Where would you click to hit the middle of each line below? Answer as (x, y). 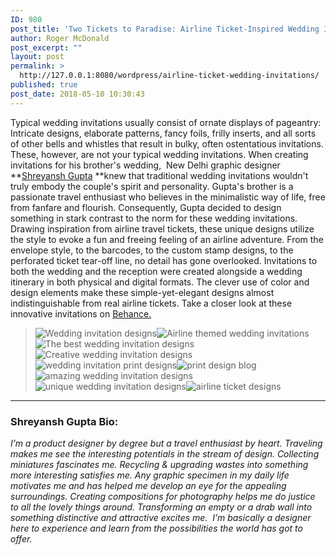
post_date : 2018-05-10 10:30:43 (77, 94)
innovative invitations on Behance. (81, 313)
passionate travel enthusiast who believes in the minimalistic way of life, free (168, 197)
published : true (44, 85)
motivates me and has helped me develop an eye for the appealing (148, 485)
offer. (21, 538)
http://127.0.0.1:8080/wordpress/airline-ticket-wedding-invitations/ (169, 76)
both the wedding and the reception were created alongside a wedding (156, 271)
